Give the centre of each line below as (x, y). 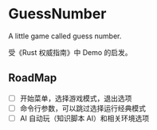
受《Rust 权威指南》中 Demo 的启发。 (70, 52)
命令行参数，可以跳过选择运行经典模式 (82, 108)
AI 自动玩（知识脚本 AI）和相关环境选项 (84, 118)
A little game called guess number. (65, 36)
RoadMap (33, 78)
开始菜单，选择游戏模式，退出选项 (76, 98)
